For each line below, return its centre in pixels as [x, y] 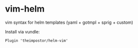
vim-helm [25, 9]
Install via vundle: [23, 32]
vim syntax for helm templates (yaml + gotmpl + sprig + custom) [69, 22]
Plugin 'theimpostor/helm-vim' [37, 40]
